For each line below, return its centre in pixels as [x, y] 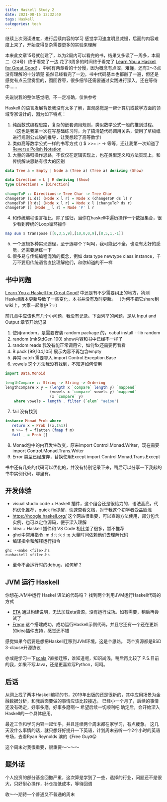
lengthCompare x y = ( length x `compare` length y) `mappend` [71, 387]
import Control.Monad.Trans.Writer [48, 451]
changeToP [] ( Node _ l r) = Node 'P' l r [50, 208]
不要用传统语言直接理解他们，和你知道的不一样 [65, 262]
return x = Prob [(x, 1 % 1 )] [40, 425]
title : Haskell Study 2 [30, 10]
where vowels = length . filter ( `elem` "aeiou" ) [67, 401]
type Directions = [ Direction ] [38, 184]
